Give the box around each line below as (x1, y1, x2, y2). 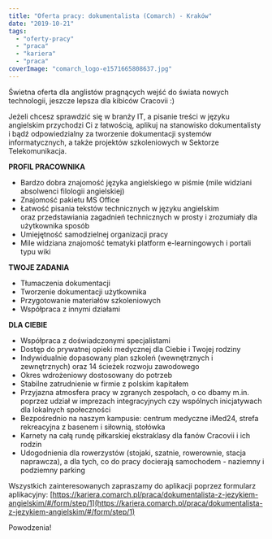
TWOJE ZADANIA (8, 262, 70, 272)
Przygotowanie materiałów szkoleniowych (19, 295, 161, 305)
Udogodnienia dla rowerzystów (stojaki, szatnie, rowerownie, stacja (19, 448, 246, 458)
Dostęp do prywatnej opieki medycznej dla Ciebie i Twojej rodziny (19, 344, 241, 354)
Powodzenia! (8, 522, 52, 532)
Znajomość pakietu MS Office (19, 194, 120, 204)
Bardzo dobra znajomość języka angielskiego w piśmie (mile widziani (19, 177, 253, 187)
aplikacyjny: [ (8, 489, 53, 499)
